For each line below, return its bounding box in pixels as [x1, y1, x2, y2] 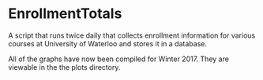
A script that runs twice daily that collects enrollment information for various [8, 31, 256, 40]
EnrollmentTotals [8, 5, 122, 23]
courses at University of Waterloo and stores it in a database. [8, 38, 208, 48]
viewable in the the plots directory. [8, 62, 121, 71]
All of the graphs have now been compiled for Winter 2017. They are [8, 54, 229, 64]
